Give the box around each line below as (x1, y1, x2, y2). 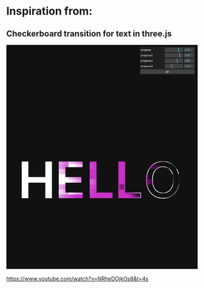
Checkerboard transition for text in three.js (6, 29, 172, 39)
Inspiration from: (6, 4, 93, 18)
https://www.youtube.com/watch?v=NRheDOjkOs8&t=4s (6, 275, 149, 283)
